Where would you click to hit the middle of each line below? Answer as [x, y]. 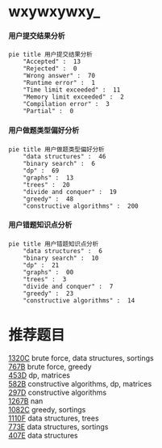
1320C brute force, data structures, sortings [81, 357]
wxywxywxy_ [54, 12]
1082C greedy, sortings [47, 409]
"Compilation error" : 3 [66, 104]
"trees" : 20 [46, 184]
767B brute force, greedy [50, 366]
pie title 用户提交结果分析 [50, 55]
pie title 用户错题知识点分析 [54, 244]
